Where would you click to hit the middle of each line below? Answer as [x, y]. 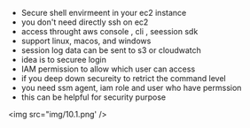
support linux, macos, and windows [86, 41]
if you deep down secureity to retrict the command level [124, 78]
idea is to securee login [64, 60]
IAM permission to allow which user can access [108, 69]
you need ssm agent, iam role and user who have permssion [131, 88]
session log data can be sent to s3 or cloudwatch [111, 50]
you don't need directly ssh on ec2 [85, 22]
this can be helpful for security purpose [93, 97]
